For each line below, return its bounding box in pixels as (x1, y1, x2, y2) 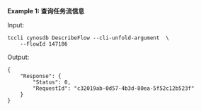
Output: (7, 53, 30, 61)
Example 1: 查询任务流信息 (7, 7, 85, 15)
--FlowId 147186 (20, 41, 69, 48)
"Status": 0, (33, 79, 71, 86)
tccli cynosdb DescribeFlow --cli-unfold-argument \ (7, 34, 170, 41)
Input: (7, 21, 25, 29)
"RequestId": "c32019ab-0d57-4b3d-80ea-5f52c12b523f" (33, 85, 195, 92)
